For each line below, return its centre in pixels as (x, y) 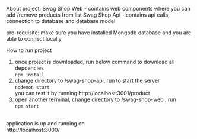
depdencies (29, 68)
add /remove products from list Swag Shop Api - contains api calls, (88, 15)
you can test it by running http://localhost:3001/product (82, 93)
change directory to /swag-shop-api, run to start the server (87, 80)
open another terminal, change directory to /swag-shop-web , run (95, 99)
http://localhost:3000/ (33, 130)
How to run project (29, 50)
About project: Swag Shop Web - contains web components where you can (99, 9)
